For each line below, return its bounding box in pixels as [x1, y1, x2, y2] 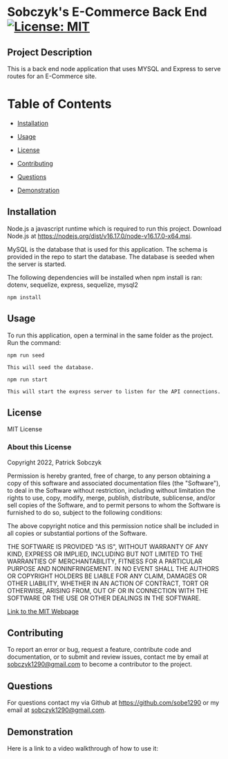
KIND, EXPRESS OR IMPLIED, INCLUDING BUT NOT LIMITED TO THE [7, 550, 203, 558]
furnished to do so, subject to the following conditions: [7, 508, 162, 516]
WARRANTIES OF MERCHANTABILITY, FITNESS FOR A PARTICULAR [7, 557, 202, 565]
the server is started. [7, 260, 67, 268]
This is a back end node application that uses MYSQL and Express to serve [7, 65, 221, 73]
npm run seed [7, 352, 45, 359]
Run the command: [7, 338, 61, 346]
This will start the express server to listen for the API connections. [7, 388, 221, 395]
